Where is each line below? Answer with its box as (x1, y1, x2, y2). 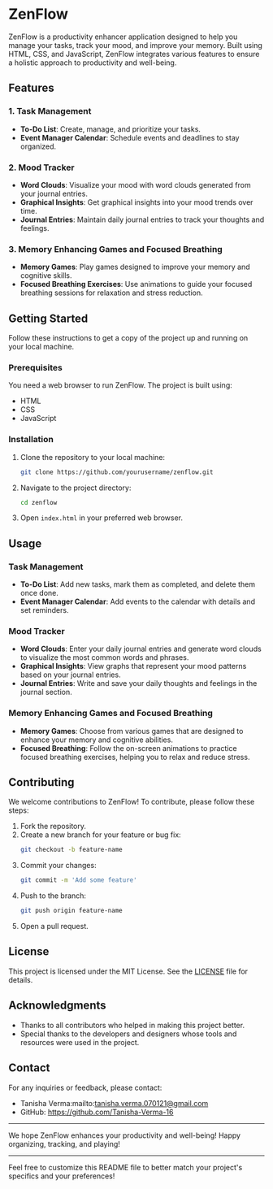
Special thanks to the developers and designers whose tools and (19, 1029, 237, 1039)
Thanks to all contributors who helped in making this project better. (19, 1020, 245, 1030)
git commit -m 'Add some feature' (19, 876, 137, 884)
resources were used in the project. (19, 1037, 140, 1047)
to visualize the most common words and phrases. (19, 653, 189, 662)
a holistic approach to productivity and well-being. (8, 58, 177, 67)
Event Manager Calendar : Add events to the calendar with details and (19, 597, 256, 606)
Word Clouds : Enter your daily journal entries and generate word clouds (19, 644, 262, 654)
